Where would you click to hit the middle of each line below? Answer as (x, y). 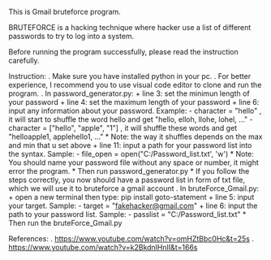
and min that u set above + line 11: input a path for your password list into (130, 145)
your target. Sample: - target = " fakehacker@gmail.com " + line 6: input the (133, 206)
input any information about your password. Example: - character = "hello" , (135, 110)
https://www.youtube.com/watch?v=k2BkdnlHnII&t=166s (103, 247)
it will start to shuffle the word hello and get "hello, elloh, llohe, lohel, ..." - (131, 119)
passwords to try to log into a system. (71, 36)
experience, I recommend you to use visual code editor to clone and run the (135, 85)
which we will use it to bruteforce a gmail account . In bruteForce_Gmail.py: (134, 188)
